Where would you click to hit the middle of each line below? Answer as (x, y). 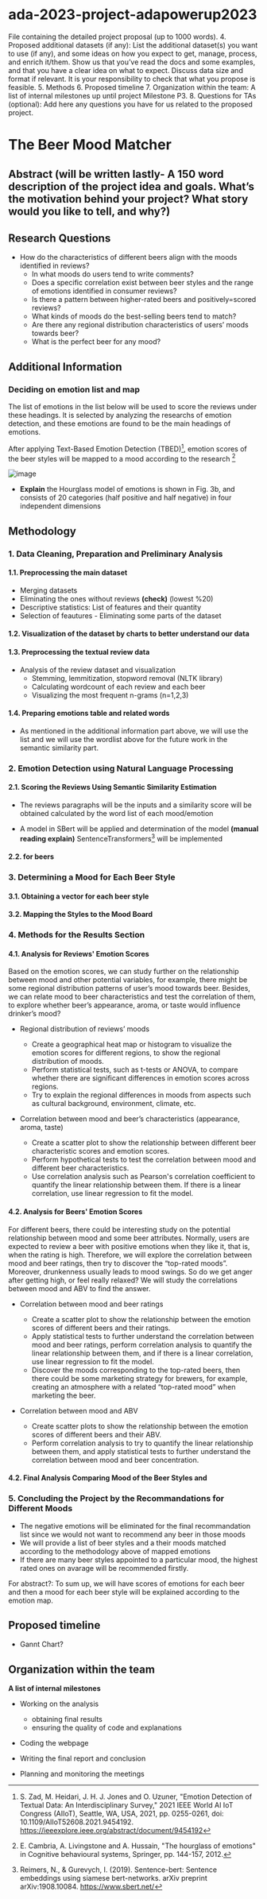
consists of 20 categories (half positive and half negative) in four (126, 497)
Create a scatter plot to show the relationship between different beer (144, 1143)
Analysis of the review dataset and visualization (98, 670)
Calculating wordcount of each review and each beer (118, 687)
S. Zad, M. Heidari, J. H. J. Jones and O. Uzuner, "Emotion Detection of (136, 1797)
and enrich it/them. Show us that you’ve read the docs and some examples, (132, 62)
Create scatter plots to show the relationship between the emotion (140, 1426)
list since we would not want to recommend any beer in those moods (133, 1534)
